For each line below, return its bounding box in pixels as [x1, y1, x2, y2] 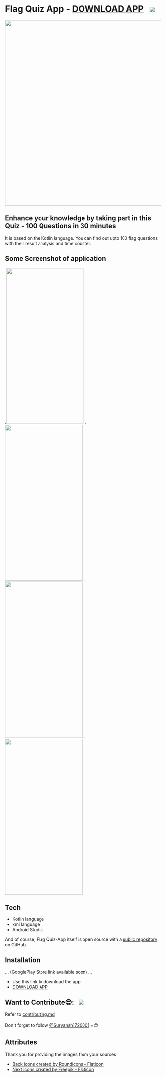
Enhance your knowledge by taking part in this [5, 214, 152, 223]
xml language [12, 921, 41, 927]
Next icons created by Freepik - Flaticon [12, 1066, 94, 1072]
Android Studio [12, 927, 43, 933]
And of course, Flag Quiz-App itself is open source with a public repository [5, 936, 158, 942]
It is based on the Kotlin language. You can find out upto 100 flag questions [5, 235, 158, 241]
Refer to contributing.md [5, 1011, 55, 1017]
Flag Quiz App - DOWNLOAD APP [5, 3, 144, 15]
